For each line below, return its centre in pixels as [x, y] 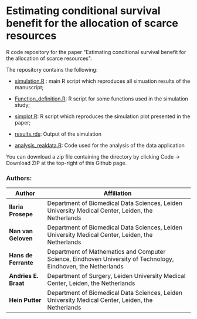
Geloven [21, 239]
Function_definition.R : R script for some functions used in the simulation [101, 99]
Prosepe [21, 214]
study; [22, 105]
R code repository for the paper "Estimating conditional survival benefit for [96, 52]
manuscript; [29, 87]
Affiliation [118, 193]
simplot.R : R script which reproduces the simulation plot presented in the [102, 116]
